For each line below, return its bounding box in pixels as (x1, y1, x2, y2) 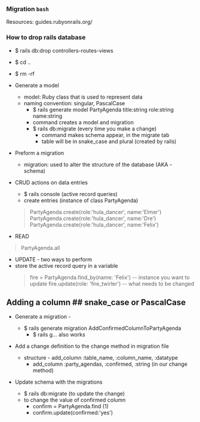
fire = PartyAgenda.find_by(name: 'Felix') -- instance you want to (29, 274, 190, 281)
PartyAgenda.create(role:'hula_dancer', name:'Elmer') (29, 208, 162, 215)
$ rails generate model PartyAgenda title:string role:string (32, 106, 174, 113)
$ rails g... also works (32, 331, 85, 338)
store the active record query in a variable (14, 262, 118, 269)
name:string (32, 112, 63, 120)
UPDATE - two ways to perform (14, 256, 93, 263)
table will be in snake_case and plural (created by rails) (41, 137, 177, 145)
